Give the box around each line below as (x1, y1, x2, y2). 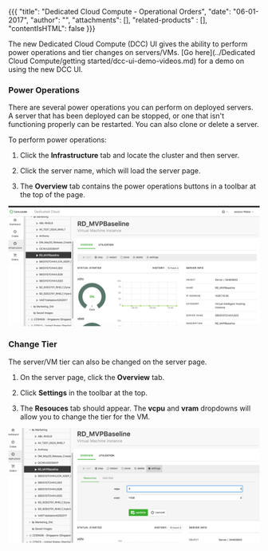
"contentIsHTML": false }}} (8, 24, 96, 33)
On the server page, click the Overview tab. (19, 372, 165, 382)
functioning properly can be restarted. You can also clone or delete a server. (8, 120, 259, 129)
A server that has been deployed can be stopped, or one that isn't (8, 111, 225, 121)
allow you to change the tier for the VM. (19, 411, 151, 422)
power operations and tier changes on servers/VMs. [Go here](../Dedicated (8, 48, 255, 57)
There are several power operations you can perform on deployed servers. (8, 103, 254, 113)
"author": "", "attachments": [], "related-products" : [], (30, 15, 207, 25)
